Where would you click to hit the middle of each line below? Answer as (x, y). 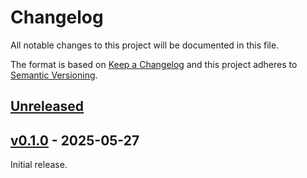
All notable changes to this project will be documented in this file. (145, 45)
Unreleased (47, 106)
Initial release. (39, 165)
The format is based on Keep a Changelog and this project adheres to (154, 64)
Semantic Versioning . (54, 75)
